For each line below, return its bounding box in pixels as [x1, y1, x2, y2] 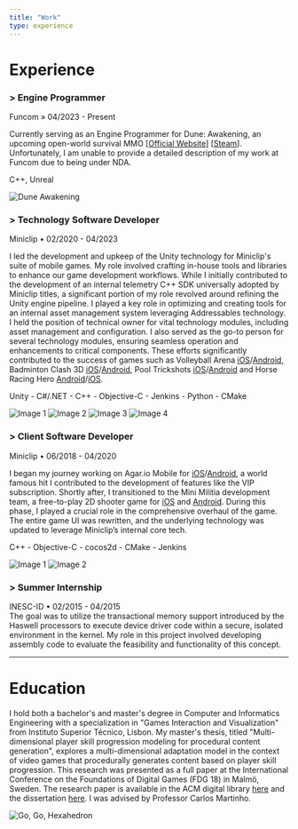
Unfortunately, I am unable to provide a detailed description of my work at [9, 147, 279, 158]
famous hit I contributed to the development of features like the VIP [9, 477, 255, 488]
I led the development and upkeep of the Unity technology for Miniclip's [9, 251, 271, 262]
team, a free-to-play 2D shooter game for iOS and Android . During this [9, 496, 266, 506]
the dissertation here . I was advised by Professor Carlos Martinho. [9, 793, 251, 803]
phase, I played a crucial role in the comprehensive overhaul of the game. [9, 506, 278, 516]
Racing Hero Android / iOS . [9, 374, 104, 385]
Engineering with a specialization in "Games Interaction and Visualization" [9, 717, 279, 728]
